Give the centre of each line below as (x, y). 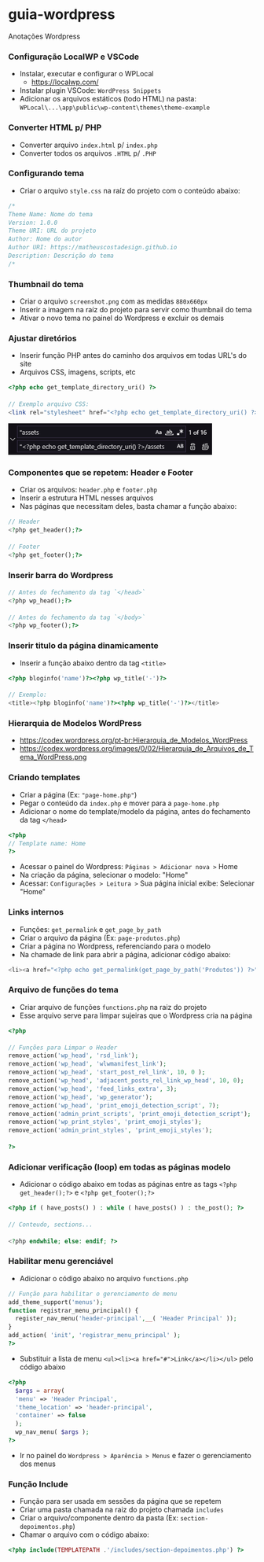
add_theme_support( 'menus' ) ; (56, 1302)
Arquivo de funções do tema (64, 990)
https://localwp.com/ (65, 82)
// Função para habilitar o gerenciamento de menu (93, 1294)
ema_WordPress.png (53, 757)
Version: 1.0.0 (33, 223)
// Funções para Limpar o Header (63, 1048)
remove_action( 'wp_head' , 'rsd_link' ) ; (73, 1055)
